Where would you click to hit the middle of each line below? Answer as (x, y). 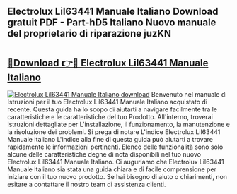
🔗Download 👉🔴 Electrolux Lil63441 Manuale (108, 63)
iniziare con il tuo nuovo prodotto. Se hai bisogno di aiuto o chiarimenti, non (117, 177)
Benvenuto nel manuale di (189, 94)
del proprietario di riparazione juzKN (89, 34)
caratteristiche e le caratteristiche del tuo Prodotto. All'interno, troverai (110, 117)
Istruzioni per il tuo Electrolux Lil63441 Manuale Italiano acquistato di (107, 102)
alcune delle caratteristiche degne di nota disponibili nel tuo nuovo (104, 154)
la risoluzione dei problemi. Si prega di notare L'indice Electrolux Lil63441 (114, 132)
